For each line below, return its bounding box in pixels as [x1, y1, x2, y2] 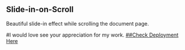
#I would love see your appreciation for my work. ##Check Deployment [6, 31, 179, 38]
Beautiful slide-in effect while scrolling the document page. [6, 20, 149, 27]
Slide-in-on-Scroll [6, 5, 74, 15]
